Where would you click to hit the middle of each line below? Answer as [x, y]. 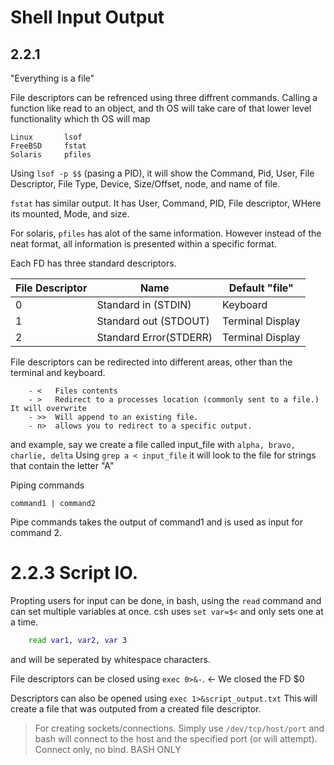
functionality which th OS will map [80, 119]
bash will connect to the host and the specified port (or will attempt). [176, 738]
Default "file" [261, 288]
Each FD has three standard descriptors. [93, 263]
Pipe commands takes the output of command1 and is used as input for [157, 522]
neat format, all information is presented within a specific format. [143, 244]
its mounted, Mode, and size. [70, 214]
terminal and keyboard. [58, 372]
